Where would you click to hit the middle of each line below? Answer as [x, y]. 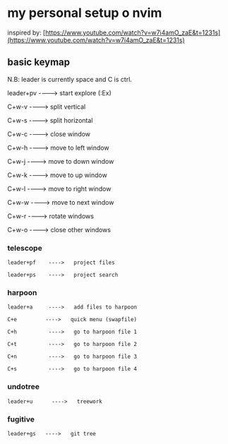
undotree [24, 387]
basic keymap [39, 62]
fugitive [21, 419]
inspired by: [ [26, 32]
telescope [25, 248]
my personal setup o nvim [85, 13]
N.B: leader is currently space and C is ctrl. [70, 79]
